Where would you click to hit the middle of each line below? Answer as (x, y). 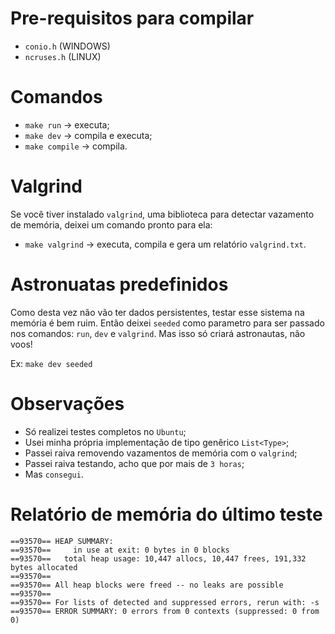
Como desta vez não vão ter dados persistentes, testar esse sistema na (157, 312)
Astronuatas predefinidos (119, 284)
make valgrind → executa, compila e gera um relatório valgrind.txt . (165, 244)
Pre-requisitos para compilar (132, 18)
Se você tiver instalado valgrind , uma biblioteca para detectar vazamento (162, 214)
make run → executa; (67, 124)
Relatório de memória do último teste (166, 514)
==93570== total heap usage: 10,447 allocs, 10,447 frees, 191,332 (158, 558)
